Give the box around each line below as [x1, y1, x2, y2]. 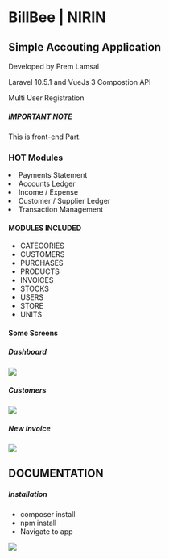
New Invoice [8, 423, 51, 433]
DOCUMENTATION [8, 467, 104, 481]
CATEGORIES [19, 241, 64, 250]
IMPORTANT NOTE [8, 111, 72, 121]
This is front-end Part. [8, 132, 82, 141]
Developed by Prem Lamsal [8, 61, 99, 71]
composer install [19, 510, 76, 519]
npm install [19, 518, 57, 528]
